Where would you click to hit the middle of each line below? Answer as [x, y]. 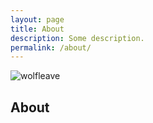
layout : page [37, 19]
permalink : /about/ [51, 47]
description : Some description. [77, 38]
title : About [37, 29]
